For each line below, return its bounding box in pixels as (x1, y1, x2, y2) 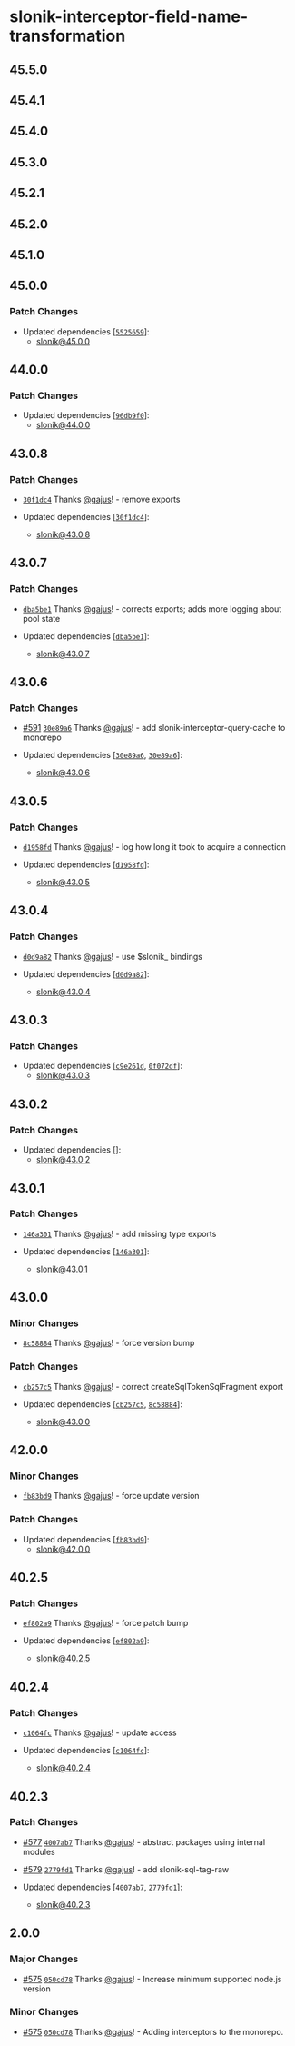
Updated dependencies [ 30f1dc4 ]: (22, 511, 150, 522)
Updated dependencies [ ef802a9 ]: (22, 1635, 150, 1646)
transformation (9, 25, 126, 46)
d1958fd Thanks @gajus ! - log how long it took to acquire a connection (22, 842, 286, 853)
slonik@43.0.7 (35, 648, 90, 659)
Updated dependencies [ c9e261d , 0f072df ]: (22, 1061, 183, 1072)
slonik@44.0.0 (35, 420, 91, 431)
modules (22, 1846, 56, 1857)
